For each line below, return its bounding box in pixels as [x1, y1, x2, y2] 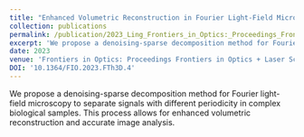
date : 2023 [9, 47, 51, 56]
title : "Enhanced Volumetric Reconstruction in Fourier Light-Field [9, 13, 273, 23]
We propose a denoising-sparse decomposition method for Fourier [9, 87, 259, 99]
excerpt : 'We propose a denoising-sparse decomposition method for [9, 38, 270, 48]
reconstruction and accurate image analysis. [9, 116, 176, 127]
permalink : [9, 30, 51, 39]
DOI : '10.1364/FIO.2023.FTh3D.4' [9, 64, 136, 73]
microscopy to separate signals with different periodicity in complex [27, 97, 281, 108]
